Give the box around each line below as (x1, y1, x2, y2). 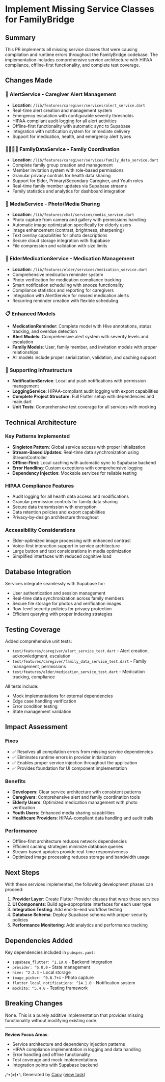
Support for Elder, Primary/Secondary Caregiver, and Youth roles (12, 178, 143, 184)
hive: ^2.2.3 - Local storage (12, 969, 71, 975)
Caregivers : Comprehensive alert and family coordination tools (12, 794, 140, 800)
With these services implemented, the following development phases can (5, 881, 154, 887)
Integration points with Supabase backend (12, 1062, 98, 1068)
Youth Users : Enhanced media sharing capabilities (12, 810, 115, 816)
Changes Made (5, 76, 53, 84)
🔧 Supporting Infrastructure (5, 367, 73, 374)
